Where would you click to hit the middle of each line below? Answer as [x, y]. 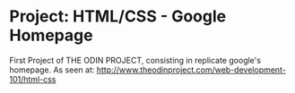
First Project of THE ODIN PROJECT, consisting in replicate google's [135, 60]
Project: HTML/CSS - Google [118, 17]
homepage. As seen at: [52, 70]
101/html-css [33, 79]
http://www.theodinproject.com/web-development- [191, 70]
